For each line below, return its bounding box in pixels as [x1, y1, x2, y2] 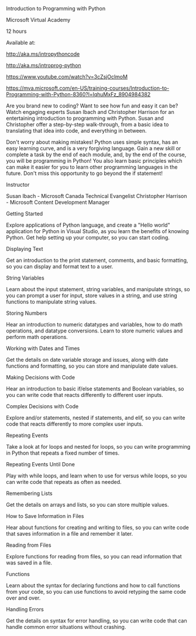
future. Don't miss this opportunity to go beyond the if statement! [6, 170, 163, 177]
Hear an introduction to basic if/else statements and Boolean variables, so [6, 385, 184, 392]
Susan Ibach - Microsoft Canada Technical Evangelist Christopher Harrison [6, 193, 187, 199]
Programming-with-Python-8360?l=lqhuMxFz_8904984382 [6, 91, 151, 97]
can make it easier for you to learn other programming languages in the [6, 164, 178, 170]
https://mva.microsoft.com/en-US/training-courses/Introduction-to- [6, 85, 170, 92]
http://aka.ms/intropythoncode [6, 51, 80, 58]
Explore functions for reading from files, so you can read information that [6, 553, 183, 560]
